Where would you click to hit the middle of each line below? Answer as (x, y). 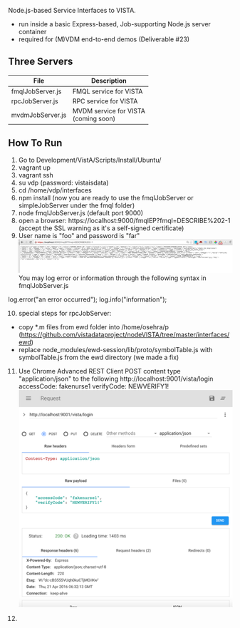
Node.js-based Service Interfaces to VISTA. (72, 10)
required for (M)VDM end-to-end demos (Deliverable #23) (104, 39)
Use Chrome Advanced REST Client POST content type (99, 371)
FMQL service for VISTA (108, 91)
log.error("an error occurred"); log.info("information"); (88, 299)
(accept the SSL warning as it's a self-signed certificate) (101, 228)
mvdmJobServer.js (39, 115)
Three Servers (41, 62)
